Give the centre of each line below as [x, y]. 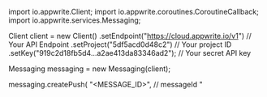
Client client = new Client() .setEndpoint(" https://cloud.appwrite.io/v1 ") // [130, 36]
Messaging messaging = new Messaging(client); [90, 69]
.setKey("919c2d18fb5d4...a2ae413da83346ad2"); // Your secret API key [130, 53]
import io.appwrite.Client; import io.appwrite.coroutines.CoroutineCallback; [134, 12]
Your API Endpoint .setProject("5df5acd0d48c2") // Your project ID [120, 44]
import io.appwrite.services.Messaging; [75, 20]
